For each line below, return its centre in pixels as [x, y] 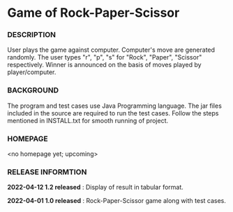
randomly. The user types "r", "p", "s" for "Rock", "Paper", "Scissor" [105, 57]
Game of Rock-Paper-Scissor [93, 13]
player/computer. [32, 72]
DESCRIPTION [32, 35]
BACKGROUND [33, 90]
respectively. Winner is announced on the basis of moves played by [104, 65]
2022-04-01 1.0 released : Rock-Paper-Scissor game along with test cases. [117, 201]
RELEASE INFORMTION [47, 172]
